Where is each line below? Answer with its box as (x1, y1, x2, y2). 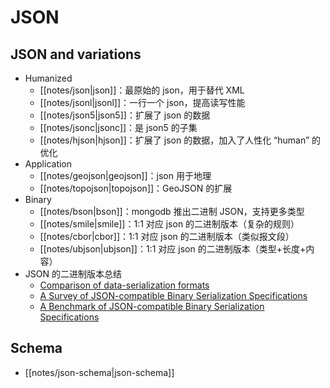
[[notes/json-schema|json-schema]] (24, 366, 175, 378)
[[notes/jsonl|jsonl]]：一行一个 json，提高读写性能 (39, 97, 246, 108)
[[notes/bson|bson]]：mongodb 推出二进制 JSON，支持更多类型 (39, 206, 305, 217)
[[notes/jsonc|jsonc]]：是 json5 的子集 (39, 122, 198, 133)
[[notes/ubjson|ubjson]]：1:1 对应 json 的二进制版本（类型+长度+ (39, 243, 307, 255)
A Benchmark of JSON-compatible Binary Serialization (39, 301, 265, 312)
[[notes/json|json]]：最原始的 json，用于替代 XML (39, 84, 245, 96)
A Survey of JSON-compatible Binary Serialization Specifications (39, 290, 308, 301)
